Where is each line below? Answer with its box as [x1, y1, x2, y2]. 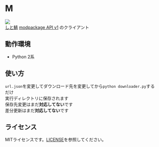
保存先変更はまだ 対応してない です [5, 101, 73, 107]
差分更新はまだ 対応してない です [5, 107, 69, 113]
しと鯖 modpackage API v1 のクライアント [5, 24, 90, 30]
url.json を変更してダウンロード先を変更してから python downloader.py [5, 83, 146, 89]
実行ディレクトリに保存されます [5, 95, 69, 101]
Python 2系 [12, 54, 35, 60]
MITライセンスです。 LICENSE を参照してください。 [5, 137, 107, 143]
